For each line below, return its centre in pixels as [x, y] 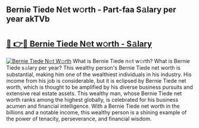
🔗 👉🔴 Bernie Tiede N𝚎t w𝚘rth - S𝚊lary [79, 44]
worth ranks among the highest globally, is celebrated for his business [92, 100]
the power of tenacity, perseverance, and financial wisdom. [79, 119]
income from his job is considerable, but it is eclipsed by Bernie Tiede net [96, 81]
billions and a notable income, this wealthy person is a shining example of [97, 112]
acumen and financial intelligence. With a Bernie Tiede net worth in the [93, 106]
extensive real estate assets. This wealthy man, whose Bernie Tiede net [94, 93]
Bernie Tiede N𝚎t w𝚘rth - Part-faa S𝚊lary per [91, 10]
